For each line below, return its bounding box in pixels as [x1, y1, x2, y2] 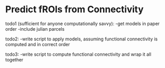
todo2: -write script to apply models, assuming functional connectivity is [5, 36, 158, 42]
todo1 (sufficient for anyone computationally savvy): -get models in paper [5, 20, 160, 27]
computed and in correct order [5, 41, 70, 47]
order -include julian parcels [5, 26, 65, 32]
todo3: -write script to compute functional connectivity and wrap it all [5, 51, 152, 57]
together [5, 56, 23, 62]
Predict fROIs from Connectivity [5, 4, 144, 15]
